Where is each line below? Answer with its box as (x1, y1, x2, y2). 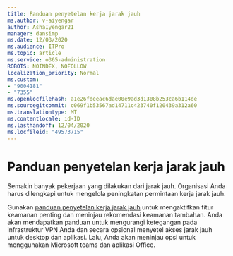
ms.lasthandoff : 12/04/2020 (7, 121, 90, 129)
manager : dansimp (7, 30, 59, 37)
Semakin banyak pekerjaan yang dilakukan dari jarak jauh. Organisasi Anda (7, 182, 226, 190)
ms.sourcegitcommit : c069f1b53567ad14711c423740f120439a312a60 (7, 102, 198, 109)
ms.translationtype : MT (7, 109, 78, 116)
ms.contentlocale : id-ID (7, 115, 80, 122)
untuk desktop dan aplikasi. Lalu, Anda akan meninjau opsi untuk (7, 233, 196, 242)
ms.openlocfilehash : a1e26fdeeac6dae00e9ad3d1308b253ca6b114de (7, 96, 198, 103)
